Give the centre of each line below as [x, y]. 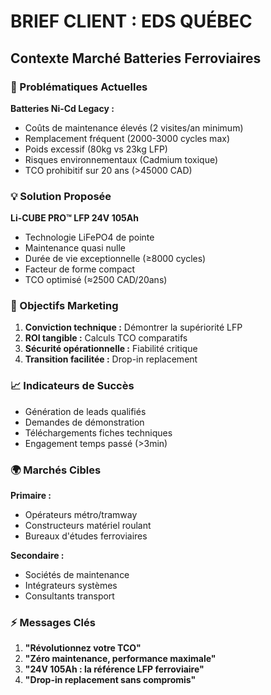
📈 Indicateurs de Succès [72, 386]
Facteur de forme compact [80, 269]
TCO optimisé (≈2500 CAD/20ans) [96, 280]
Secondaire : [37, 556]
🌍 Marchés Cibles [56, 470]
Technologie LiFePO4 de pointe [89, 237]
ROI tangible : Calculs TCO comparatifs [106, 338]
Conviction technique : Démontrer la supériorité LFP [133, 327]
